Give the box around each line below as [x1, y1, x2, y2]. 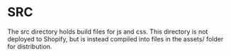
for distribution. [7, 42, 52, 50]
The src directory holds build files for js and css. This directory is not [7, 27, 208, 36]
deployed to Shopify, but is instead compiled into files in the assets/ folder [7, 34, 224, 43]
